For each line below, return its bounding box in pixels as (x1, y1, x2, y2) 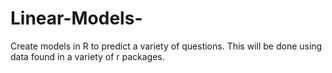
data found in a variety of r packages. (10, 50, 165, 62)
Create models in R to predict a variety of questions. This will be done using (10, 40, 323, 52)
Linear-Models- (10, 7, 143, 30)
